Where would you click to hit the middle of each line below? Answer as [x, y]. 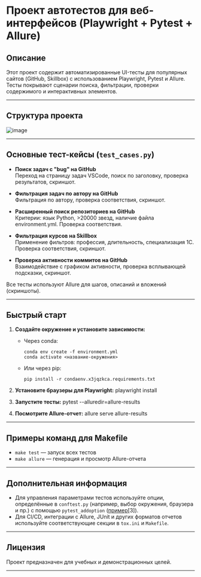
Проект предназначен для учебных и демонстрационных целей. [89, 562]
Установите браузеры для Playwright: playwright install [86, 390]
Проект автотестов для [67, 10]
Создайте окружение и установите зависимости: [80, 329]
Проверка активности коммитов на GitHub [71, 260]
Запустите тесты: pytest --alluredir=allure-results [77, 402]
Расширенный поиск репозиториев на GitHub [75, 211]
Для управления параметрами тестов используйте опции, [89, 498]
